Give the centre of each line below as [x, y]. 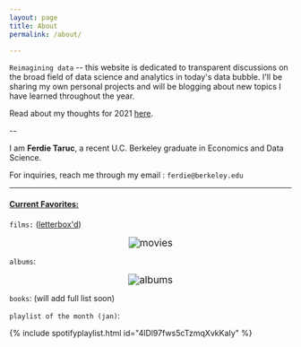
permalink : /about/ [46, 34]
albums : [22, 261]
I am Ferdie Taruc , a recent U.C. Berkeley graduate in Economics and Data [146, 148]
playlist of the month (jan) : [65, 316]
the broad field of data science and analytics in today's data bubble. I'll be [146, 77]
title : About [34, 26]
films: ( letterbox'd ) [46, 224]
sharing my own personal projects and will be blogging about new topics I [146, 87]
